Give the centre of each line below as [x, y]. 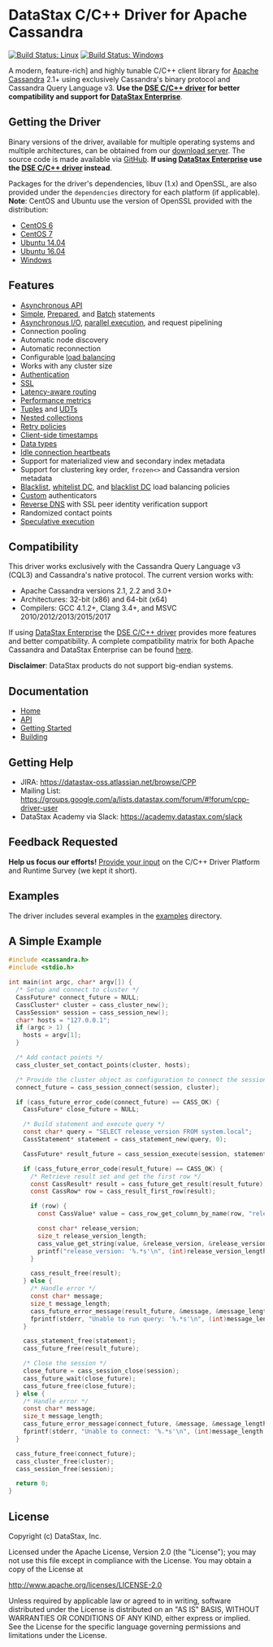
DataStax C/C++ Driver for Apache [128, 15]
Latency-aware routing [58, 392]
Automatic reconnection [61, 348]
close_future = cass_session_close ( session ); [102, 1371]
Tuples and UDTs [49, 409]
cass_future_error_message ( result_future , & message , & [125, 1311]
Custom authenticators [58, 495]
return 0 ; [32, 1483]
